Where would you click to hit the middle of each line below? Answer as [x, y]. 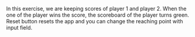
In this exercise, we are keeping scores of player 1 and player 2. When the [96, 9]
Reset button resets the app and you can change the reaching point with [95, 21]
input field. [19, 27]
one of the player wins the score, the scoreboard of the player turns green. [97, 15]
